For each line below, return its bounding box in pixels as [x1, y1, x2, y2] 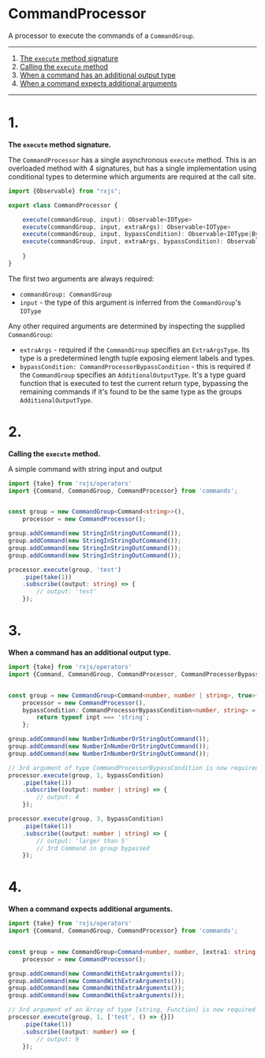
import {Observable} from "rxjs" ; [8, 187, 122, 195]
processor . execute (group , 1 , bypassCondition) [8, 771, 164, 779]
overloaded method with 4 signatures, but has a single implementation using [8, 163, 257, 173]
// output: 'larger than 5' [36, 837, 129, 845]
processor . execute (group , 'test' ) [8, 566, 122, 574]
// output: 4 [36, 794, 80, 802]
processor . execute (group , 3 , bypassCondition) [8, 815, 164, 823]
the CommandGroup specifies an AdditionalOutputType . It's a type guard [19, 370, 246, 379]
